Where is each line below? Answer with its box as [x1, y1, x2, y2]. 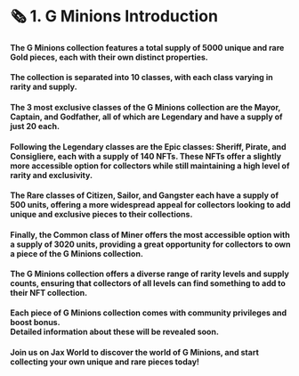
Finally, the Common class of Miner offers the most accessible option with [10, 229, 290, 240]
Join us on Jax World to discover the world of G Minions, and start [10, 347, 259, 357]
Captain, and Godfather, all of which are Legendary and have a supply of [10, 111, 283, 122]
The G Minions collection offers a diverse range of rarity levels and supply [10, 268, 290, 280]
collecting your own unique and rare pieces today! [10, 356, 199, 367]
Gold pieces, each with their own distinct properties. [10, 52, 208, 62]
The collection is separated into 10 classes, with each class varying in [10, 72, 274, 83]
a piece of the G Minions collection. [10, 248, 143, 258]
